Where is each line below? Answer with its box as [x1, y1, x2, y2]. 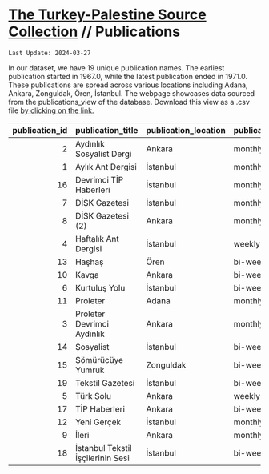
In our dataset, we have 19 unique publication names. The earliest [8, 62, 225, 73]
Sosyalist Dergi [74, 148, 132, 159]
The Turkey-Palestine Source [8, 6, 207, 24]
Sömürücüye [74, 354, 124, 365]
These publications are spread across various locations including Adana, [8, 80, 248, 90]
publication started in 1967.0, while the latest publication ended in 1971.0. [8, 71, 248, 81]
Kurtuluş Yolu [74, 282, 126, 293]
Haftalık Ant [74, 233, 120, 244]
